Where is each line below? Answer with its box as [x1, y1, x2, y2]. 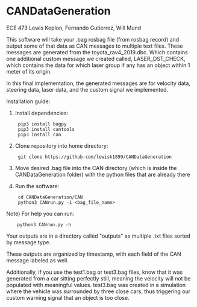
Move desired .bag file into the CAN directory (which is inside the [14, 164, 177, 171]
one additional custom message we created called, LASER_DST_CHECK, [6, 55, 186, 62]
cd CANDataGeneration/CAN [17, 194, 83, 200]
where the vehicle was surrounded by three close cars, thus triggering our [6, 288, 191, 295]
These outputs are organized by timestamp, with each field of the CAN [6, 250, 182, 258]
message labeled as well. [6, 256, 69, 264]
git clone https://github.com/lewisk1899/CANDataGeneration [17, 154, 172, 160]
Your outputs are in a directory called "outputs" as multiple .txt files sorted [6, 232, 191, 239]
